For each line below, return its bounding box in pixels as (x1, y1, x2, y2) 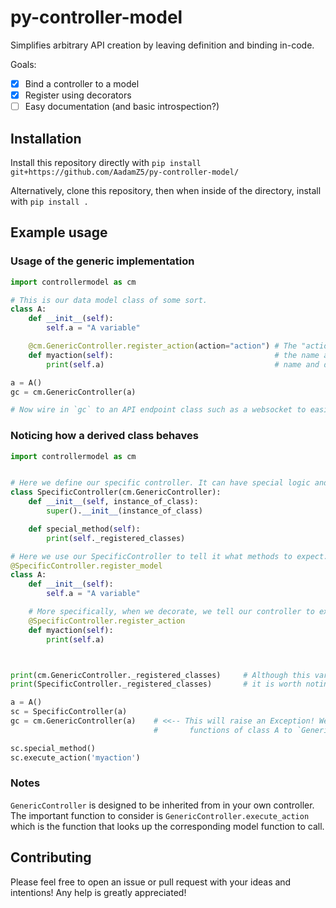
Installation (10, 130, 82, 147)
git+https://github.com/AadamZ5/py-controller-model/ (10, 167, 240, 177)
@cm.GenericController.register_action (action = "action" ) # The (28, 341, 298, 351)
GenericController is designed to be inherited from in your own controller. (10, 799, 315, 811)
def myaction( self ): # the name (28, 350, 320, 360)
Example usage (10, 224, 108, 241)
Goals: (10, 58, 37, 70)
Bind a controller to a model (24, 77, 140, 90)
